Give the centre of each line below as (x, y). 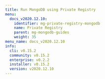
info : (11, 46)
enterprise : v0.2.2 (30, 60)
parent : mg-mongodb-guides (42, 32)
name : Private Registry (38, 28)
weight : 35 (25, 37)
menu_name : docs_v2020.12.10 (35, 42)
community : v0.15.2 (30, 55)
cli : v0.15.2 (23, 51)
